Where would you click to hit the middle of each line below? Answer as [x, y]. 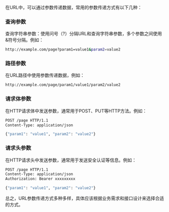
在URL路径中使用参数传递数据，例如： [45, 75]
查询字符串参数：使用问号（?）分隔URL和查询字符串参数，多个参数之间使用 [84, 34]
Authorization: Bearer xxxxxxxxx [40, 179]
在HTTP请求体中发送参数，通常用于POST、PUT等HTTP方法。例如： [76, 111]
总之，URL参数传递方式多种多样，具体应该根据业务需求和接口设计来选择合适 [85, 198]
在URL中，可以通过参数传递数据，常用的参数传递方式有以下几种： [74, 7]
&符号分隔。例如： [24, 40]
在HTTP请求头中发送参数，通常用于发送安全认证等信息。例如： [71, 160]
